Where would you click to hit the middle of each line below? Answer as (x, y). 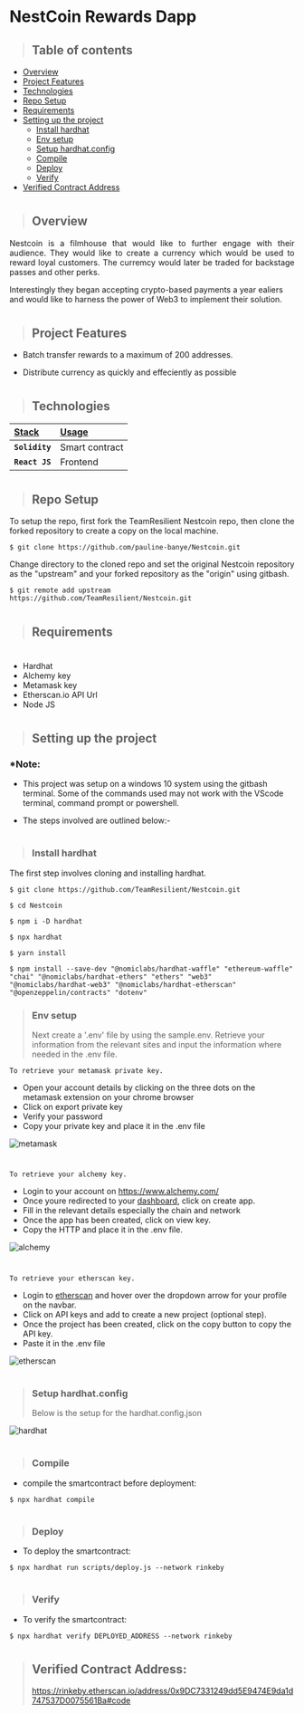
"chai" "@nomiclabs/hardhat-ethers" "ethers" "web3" (111, 977)
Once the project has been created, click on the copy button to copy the (157, 1324)
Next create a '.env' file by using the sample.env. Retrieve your (148, 1035)
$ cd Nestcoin (36, 905)
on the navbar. (49, 1305)
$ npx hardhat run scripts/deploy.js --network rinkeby (117, 1568)
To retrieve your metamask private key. (87, 1071)
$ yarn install (38, 953)
